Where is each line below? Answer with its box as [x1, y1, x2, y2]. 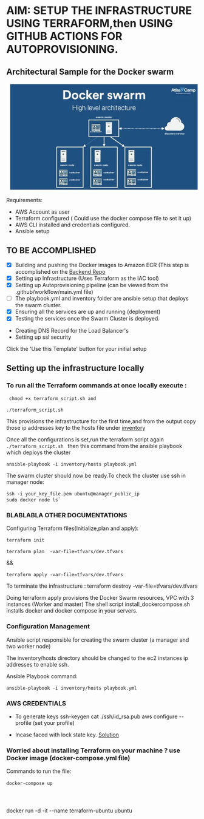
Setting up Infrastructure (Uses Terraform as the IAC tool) [15, 274, 159, 282]
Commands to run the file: [6, 767, 72, 775]
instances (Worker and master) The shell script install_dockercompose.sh [6, 600, 190, 608]
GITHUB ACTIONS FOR [6, 30, 123, 43]
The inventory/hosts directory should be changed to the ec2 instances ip [6, 654, 188, 662]
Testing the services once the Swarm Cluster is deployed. [15, 315, 160, 322]
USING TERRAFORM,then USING [6, 16, 173, 30]
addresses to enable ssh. [6, 661, 69, 668]
